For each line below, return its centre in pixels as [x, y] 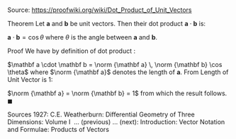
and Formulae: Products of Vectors [58, 130]
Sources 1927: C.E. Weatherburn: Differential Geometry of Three [101, 114]
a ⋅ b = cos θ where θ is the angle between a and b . [83, 37]
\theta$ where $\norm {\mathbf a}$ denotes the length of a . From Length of [118, 72]
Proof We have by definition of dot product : [72, 51]
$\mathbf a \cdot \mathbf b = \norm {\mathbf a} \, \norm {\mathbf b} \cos [115, 65]
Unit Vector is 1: [30, 80]
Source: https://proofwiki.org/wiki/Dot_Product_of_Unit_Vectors [100, 10]
